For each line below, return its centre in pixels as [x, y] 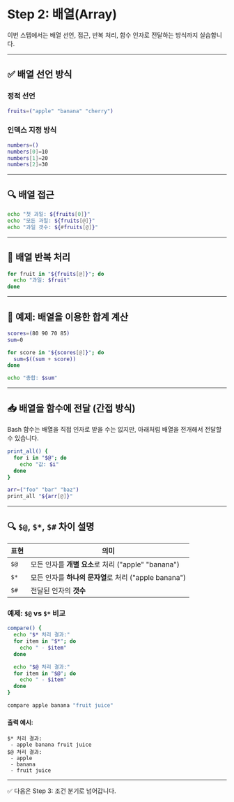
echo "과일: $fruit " [42, 280]
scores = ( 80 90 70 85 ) [39, 333]
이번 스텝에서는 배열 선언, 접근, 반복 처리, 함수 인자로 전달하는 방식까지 [103, 35]
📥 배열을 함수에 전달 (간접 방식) [71, 408]
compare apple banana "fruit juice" [60, 706]
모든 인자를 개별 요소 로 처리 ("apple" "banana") [105, 564]
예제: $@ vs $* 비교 [37, 613]
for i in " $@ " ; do [40, 458]
